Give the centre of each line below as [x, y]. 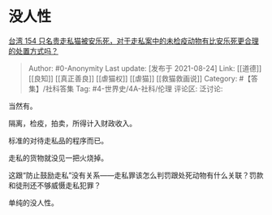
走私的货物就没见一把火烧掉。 [58, 158]
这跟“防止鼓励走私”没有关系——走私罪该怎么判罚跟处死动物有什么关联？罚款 [136, 175]
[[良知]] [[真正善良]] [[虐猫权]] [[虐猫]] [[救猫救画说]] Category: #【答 [143, 78]
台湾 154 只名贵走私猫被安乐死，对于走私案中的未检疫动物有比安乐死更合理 [134, 41]
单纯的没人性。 [33, 202]
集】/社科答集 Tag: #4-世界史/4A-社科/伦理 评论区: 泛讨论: [125, 88]
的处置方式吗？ [33, 50]
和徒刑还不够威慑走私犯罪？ [55, 185]
